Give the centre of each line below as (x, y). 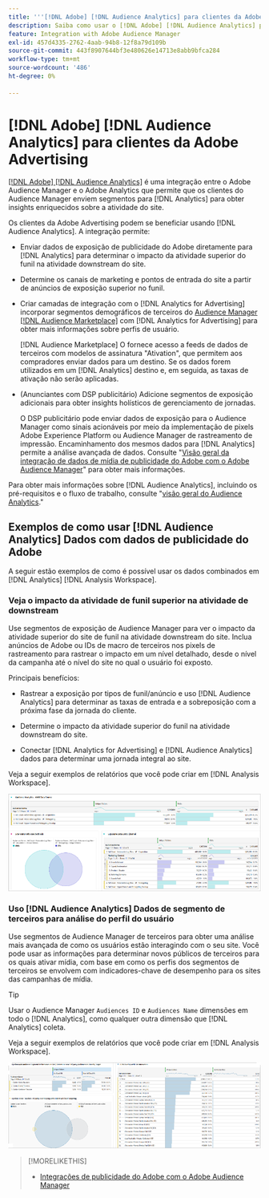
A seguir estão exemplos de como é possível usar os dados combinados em (134, 571)
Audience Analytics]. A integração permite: (79, 231)
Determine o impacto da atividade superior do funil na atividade (125, 726)
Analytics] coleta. (37, 1027)
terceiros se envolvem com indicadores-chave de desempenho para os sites (134, 970)
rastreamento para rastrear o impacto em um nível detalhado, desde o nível (132, 654)
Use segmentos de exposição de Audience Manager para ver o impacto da (132, 628)
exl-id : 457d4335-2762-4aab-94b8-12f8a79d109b (87, 42)
